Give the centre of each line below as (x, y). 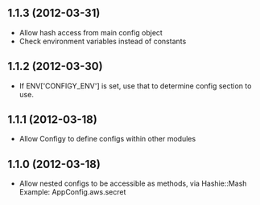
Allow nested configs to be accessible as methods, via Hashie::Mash (133, 183)
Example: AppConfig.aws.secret (72, 192)
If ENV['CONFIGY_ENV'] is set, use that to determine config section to (135, 86)
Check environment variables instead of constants (103, 41)
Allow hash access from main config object (91, 32)
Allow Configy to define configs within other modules (107, 139)
